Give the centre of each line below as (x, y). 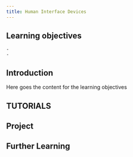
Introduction (30, 73)
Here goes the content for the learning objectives (66, 87)
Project (20, 126)
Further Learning (38, 146)
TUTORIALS (29, 106)
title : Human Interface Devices (46, 12)
